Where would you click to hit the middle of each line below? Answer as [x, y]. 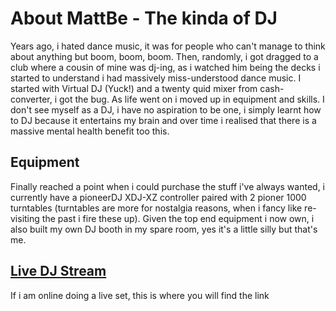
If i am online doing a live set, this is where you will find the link [140, 295]
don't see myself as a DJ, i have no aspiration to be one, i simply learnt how [166, 109]
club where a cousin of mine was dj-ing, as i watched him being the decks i [165, 67]
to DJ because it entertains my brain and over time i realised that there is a [163, 120]
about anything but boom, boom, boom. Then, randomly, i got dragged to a [164, 56]
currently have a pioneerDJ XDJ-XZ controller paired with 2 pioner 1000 [158, 197]
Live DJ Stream [58, 271]
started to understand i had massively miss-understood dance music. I [156, 78]
